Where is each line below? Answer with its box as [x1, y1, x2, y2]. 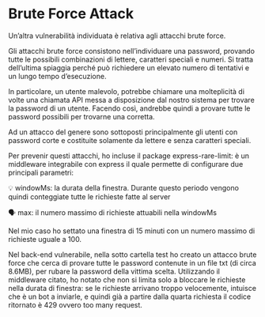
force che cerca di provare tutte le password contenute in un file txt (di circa [8, 258, 257, 267]
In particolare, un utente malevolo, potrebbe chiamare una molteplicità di [8, 86, 245, 96]
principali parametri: [8, 168, 74, 177]
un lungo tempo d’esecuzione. [8, 71, 107, 81]
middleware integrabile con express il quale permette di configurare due [8, 159, 244, 168]
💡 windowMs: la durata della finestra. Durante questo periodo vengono [8, 183, 240, 192]
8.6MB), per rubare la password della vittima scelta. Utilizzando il [8, 266, 220, 276]
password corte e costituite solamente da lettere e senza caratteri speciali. [8, 135, 252, 145]
